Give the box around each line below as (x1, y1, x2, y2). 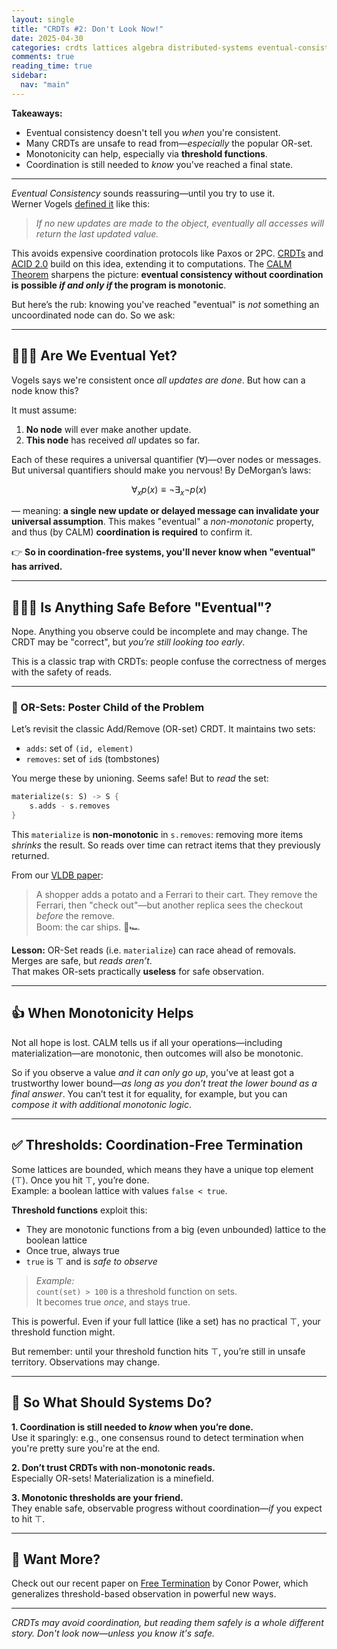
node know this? (11, 384, 79, 396)
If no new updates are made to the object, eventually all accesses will (35, 217, 325, 229)
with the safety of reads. (11, 666, 113, 678)
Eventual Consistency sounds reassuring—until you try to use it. (11, 187, 276, 199)
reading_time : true (11, 61, 93, 71)
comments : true (11, 52, 75, 62)
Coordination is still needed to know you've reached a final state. (25, 158, 294, 170)
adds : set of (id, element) (25, 742, 134, 755)
